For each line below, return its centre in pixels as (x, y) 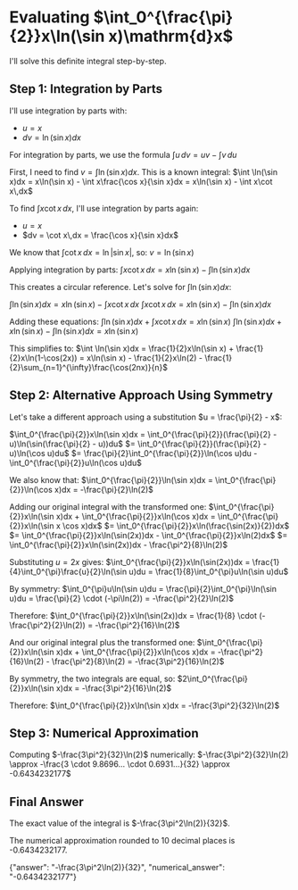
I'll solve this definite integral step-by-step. (88, 61)
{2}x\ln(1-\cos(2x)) (43, 358)
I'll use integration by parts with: (68, 111)
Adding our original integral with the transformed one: (108, 506)
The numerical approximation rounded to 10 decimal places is (122, 841)
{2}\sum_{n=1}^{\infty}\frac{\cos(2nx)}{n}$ (88, 367)
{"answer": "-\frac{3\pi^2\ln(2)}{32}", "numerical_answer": (117, 868)
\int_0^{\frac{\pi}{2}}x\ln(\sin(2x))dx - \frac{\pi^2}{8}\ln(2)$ (119, 545)
